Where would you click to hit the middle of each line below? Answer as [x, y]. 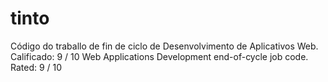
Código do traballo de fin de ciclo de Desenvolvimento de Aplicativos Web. [164, 46]
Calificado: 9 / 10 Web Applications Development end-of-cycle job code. [159, 56]
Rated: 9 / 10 [36, 67]
